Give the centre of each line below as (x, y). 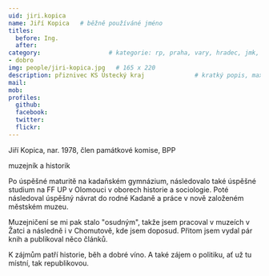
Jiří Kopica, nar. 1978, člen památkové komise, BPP (92, 150)
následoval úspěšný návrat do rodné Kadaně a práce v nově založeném (126, 198)
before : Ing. (37, 38)
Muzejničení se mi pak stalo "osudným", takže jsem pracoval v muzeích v (129, 222)
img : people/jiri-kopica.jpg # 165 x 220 (82, 68)
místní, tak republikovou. (49, 263)
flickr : (28, 127)
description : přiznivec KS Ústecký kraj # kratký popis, (128, 75)
